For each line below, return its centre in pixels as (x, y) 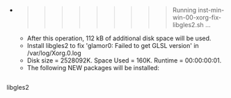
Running (184, 10)
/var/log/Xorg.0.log (54, 53)
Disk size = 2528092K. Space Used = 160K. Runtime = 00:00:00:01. (124, 60)
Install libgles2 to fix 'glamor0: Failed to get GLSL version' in (113, 46)
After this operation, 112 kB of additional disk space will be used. (119, 38)
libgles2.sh (188, 25)
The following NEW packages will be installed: (93, 68)
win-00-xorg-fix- (197, 17)
